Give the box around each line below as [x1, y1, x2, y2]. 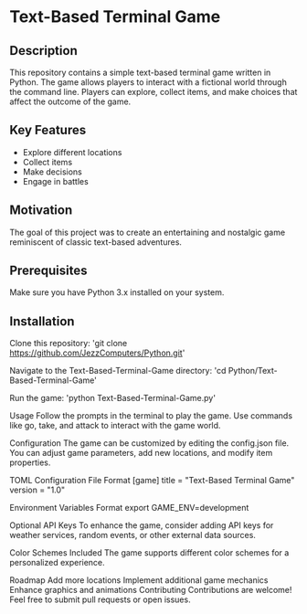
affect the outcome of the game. [9, 96, 132, 107]
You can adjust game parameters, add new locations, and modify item [9, 448, 273, 459]
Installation [9, 313, 75, 329]
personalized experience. [9, 557, 105, 568]
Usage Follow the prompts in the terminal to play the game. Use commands [9, 410, 293, 421]
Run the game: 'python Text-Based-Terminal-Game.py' [9, 393, 217, 404]
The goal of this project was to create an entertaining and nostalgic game [9, 227, 286, 238]
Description [9, 43, 78, 58]
